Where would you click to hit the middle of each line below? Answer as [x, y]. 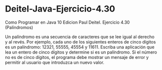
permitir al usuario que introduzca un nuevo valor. [55, 62]
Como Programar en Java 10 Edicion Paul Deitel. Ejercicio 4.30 [67, 22]
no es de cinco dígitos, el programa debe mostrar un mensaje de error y [77, 57]
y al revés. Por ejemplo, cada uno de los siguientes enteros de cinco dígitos [81, 42]
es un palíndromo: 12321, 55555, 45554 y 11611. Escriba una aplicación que [80, 47]
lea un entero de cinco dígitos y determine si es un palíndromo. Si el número [81, 52]
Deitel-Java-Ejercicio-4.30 [60, 9]
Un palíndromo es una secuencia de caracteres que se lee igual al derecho [80, 37]
